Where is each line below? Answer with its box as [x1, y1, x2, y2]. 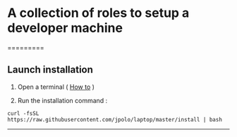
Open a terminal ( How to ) [17, 83, 95, 91]
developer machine [7, 20, 123, 36]
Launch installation [7, 64, 94, 76]
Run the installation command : [17, 96, 108, 105]
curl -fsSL [7, 109, 39, 117]
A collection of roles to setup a [7, 5, 190, 21]
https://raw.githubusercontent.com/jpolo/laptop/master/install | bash [7, 116, 222, 123]
